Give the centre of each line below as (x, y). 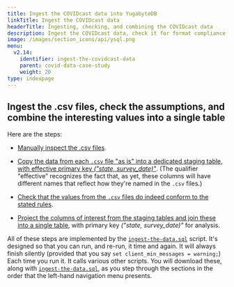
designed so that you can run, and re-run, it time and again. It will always (111, 246)
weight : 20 (36, 72)
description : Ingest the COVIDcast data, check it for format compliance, (118, 33)
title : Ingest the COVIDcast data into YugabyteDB (82, 14)
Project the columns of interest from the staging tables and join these (117, 218)
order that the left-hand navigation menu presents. (80, 276)
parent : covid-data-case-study (65, 65)
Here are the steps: (35, 134)
